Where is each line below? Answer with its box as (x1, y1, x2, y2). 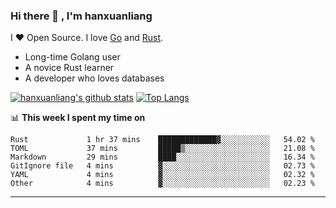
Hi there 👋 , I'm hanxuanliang (10, 9, 153, 23)
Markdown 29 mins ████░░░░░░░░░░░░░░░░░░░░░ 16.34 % (10, 152, 315, 163)
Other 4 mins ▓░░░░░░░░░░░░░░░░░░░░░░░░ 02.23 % (10, 179, 315, 189)
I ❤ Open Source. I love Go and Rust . (10, 32, 164, 44)
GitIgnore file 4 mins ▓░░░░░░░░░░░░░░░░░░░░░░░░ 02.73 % (10, 161, 315, 171)
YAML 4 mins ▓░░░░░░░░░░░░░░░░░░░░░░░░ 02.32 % (10, 170, 315, 180)
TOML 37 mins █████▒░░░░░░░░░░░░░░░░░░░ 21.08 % (10, 144, 315, 154)
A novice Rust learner (24, 62, 115, 74)
